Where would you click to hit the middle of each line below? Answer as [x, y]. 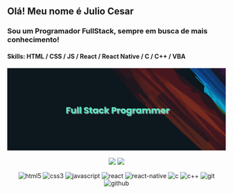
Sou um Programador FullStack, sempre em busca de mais [107, 31]
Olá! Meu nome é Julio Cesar [70, 11]
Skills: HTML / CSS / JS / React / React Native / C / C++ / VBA [96, 56]
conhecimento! [34, 39]
